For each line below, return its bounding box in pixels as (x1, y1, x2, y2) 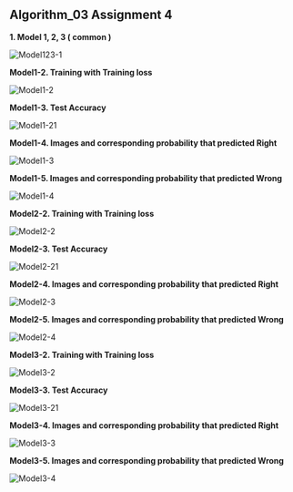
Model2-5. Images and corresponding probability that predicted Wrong (9, 313, 284, 324)
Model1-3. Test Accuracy (9, 102, 106, 113)
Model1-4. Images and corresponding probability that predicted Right (9, 137, 278, 149)
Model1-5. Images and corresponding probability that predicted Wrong (9, 172, 283, 183)
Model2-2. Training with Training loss (9, 208, 155, 219)
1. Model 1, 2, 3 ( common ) (9, 31, 112, 42)
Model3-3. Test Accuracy (9, 384, 108, 395)
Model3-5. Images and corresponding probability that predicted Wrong (9, 455, 285, 466)
